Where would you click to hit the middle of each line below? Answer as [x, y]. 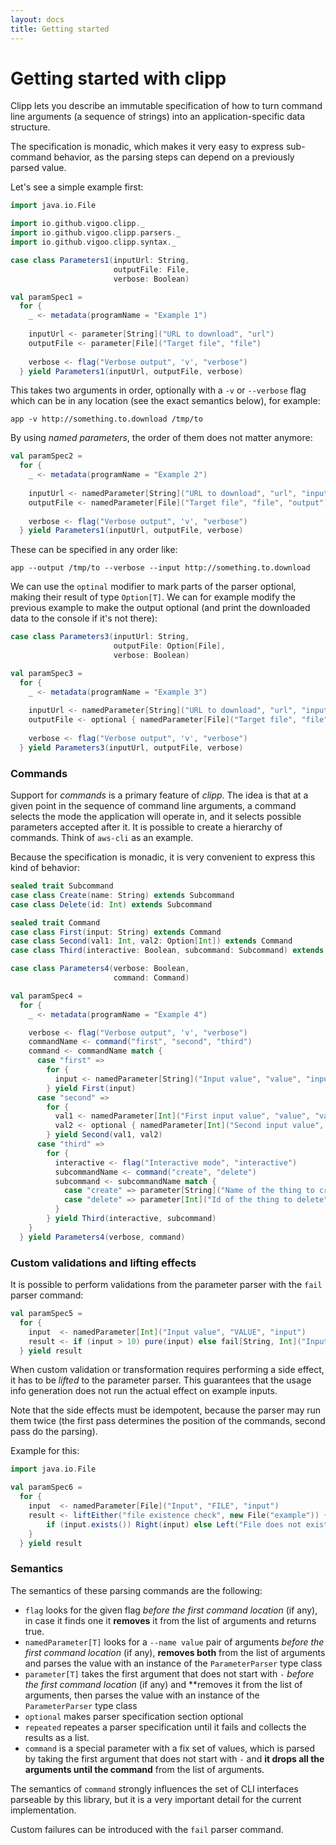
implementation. [43, 1810]
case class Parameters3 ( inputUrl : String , [100, 637]
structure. [30, 127]
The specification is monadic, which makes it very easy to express [147, 147]
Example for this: [45, 1451]
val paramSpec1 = [46, 297]
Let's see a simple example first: [77, 187]
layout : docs [37, 19]
